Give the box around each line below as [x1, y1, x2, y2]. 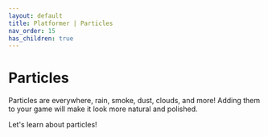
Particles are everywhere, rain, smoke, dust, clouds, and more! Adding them [8, 96, 261, 106]
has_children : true [8, 34, 74, 43]
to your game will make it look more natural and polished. [8, 104, 199, 114]
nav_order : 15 [8, 27, 56, 35]
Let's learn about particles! [8, 120, 98, 130]
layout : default [8, 11, 63, 20]
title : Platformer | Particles [8, 19, 113, 27]
